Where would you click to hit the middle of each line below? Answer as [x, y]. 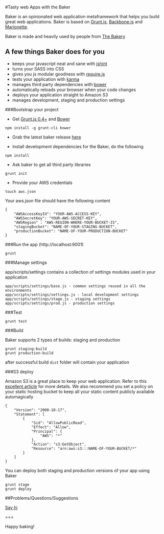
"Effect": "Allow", [51, 427]
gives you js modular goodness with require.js [59, 74]
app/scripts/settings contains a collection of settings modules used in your [80, 272]
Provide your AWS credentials [42, 183]
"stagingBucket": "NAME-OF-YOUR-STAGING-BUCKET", [66, 227]
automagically [19, 396]
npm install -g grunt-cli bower [38, 128]
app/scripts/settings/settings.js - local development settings [72, 295]
